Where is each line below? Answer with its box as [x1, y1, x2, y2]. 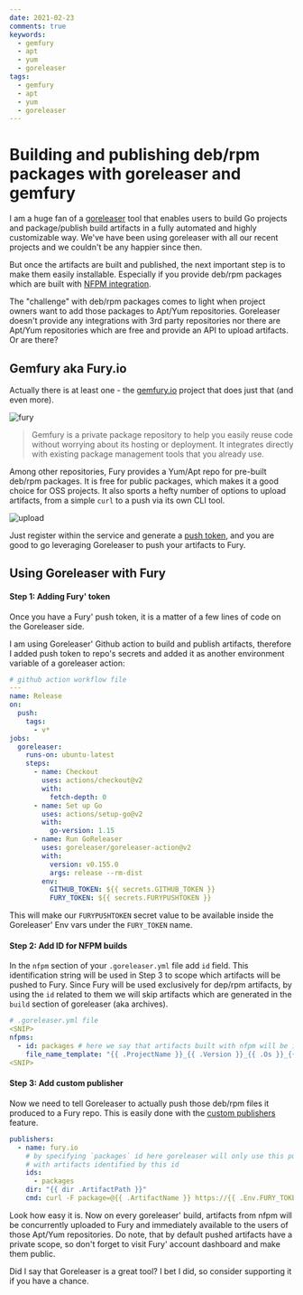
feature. [9, 1117, 39, 1128]
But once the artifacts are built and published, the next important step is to [9, 260, 286, 270]
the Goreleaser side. [9, 620, 85, 631]
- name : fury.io [17, 1143, 78, 1152]
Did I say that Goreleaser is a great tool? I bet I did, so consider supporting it [9, 1265, 292, 1276]
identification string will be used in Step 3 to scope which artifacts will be [9, 969, 281, 981]
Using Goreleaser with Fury [9, 566, 167, 581]
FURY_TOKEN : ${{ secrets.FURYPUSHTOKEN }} [49, 893, 212, 903]
